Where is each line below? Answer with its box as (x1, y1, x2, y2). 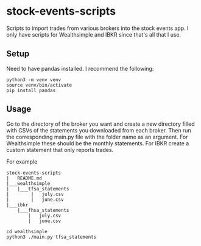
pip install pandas (6, 87, 56, 93)
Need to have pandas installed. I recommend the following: (6, 65, 154, 72)
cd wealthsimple (6, 228, 48, 234)
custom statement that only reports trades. (6, 146, 114, 153)
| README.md (6, 175, 43, 181)
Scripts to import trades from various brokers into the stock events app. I (6, 24, 189, 32)
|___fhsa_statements (17, 207, 69, 213)
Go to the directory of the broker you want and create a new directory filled (6, 120, 195, 128)
